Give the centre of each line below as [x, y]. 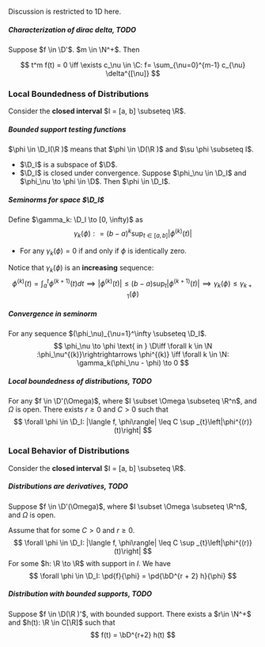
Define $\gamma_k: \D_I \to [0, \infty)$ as [76, 220]
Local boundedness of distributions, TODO [80, 381]
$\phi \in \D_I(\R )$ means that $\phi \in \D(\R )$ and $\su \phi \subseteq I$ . [131, 149]
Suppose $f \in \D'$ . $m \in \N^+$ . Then [74, 49]
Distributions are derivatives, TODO [68, 486]
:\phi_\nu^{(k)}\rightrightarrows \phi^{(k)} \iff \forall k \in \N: [133, 354]
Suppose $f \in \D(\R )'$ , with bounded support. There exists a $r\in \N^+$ [130, 614]
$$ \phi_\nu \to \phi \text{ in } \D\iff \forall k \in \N [133, 346]
